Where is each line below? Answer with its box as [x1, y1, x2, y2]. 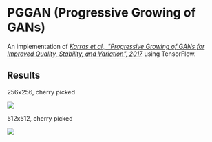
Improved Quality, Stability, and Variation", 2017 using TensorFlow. [7, 50, 196, 58]
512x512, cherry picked [7, 114, 73, 122]
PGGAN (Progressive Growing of [7, 5, 196, 21]
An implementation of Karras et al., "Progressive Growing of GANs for [7, 42, 205, 50]
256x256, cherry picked [7, 88, 76, 96]
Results [7, 70, 41, 81]
